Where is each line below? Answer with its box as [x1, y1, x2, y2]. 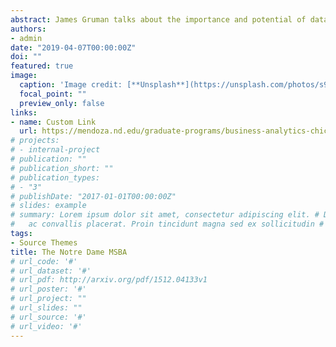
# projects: [10, 136, 60, 146]
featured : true [10, 61, 74, 71]
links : [10, 107, 38, 118]
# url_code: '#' [10, 256, 78, 266]
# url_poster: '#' [10, 284, 87, 295]
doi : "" [10, 52, 43, 62]
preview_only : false [19, 98, 105, 108]
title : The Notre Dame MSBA [10, 247, 128, 257]
